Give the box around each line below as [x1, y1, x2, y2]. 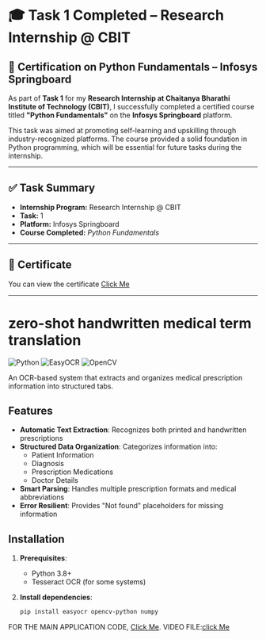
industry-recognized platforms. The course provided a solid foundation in [8, 134, 248, 143]
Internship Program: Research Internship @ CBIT [19, 202, 182, 212]
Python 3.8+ [31, 568, 73, 579]
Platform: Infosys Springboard [19, 219, 120, 228]
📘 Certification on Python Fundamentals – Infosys [8, 60, 258, 74]
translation [8, 331, 82, 349]
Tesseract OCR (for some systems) [31, 577, 146, 587]
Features [8, 404, 53, 417]
